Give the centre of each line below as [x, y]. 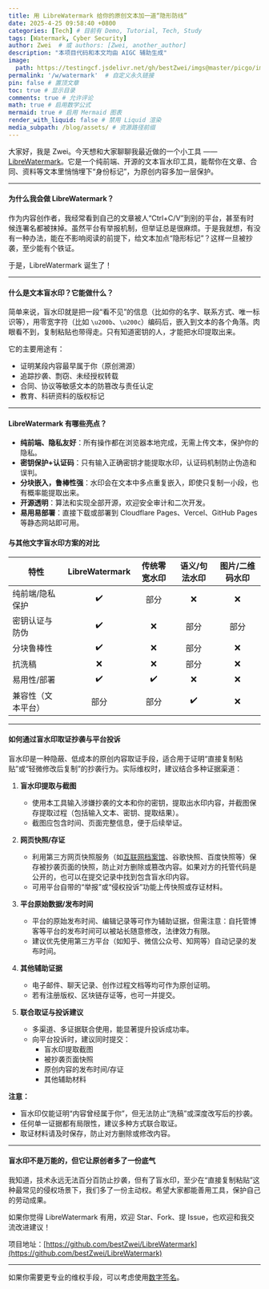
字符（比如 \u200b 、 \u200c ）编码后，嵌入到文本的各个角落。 [153, 322]
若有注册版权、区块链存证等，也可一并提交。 [106, 995]
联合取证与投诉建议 [52, 1012]
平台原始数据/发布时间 [56, 903]
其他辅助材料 [65, 1079]
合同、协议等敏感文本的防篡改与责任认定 [86, 386]
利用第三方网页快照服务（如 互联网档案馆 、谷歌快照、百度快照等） [141, 857]
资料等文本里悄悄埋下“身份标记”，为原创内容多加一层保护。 [120, 171]
